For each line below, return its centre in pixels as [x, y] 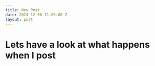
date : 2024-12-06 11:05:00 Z [36, 15]
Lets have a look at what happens [77, 44]
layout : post [19, 19]
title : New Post [23, 10]
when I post [31, 55]
